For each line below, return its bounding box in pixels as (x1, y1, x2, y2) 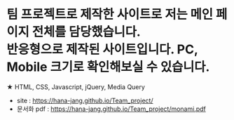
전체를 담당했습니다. (32, 24, 141, 40)
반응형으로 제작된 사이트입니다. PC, (6, 41, 198, 58)
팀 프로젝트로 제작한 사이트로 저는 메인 (6, 6, 214, 22)
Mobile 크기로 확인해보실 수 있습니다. (6, 59, 210, 75)
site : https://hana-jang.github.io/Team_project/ (16, 96, 153, 105)
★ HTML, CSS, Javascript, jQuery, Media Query (6, 82, 145, 91)
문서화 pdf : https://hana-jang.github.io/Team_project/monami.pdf (16, 105, 206, 113)
